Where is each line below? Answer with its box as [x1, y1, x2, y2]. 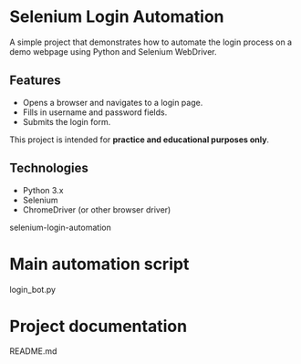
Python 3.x [22, 184, 64, 195]
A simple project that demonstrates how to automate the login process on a [9, 36, 293, 47]
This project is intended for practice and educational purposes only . [9, 134, 270, 145]
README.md [9, 346, 57, 357]
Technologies [9, 161, 89, 176]
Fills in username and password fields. [22, 107, 168, 118]
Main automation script [9, 254, 190, 275]
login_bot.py [9, 284, 57, 295]
